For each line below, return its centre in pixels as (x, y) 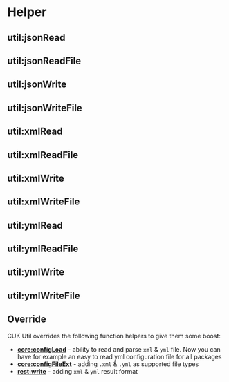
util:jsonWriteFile (45, 108)
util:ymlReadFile (43, 249)
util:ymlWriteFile (44, 295)
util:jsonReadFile (44, 60)
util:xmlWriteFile (44, 202)
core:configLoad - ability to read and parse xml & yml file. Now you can (119, 349)
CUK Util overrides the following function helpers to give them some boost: (114, 336)
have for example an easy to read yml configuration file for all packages (119, 356)
